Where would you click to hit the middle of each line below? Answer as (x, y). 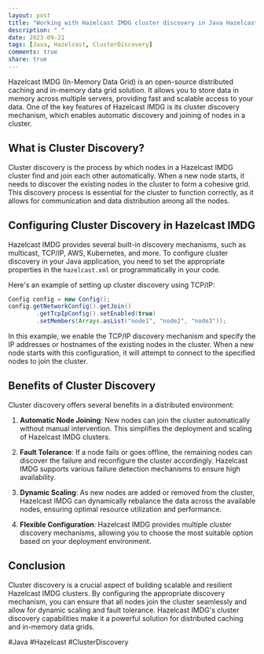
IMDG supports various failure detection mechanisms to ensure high (130, 468)
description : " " (37, 30)
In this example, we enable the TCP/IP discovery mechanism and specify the (132, 336)
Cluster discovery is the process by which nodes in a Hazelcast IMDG (121, 167)
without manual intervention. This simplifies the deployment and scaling (136, 428)
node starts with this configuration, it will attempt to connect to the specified (132, 353)
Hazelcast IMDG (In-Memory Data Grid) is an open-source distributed (121, 81)
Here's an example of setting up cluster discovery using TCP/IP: (112, 285)
